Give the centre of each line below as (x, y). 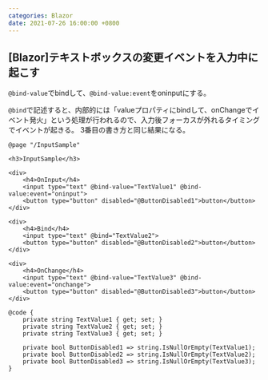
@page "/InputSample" (44, 145)
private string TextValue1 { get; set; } (92, 320)
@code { (21, 313)
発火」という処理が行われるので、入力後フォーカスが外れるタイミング (144, 120)
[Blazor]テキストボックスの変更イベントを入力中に (133, 57)
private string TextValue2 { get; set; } (92, 327)
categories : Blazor (41, 16)
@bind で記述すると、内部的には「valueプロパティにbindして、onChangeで (130, 110)
